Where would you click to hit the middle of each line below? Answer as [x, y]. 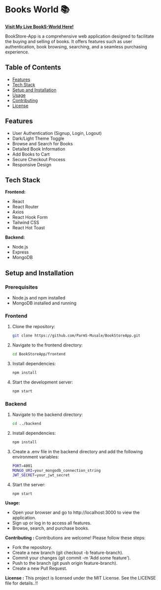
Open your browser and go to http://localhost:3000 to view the [76, 512]
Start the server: [29, 484]
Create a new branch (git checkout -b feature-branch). [68, 553]
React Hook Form [30, 217]
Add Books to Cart [31, 154]
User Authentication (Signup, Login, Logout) [57, 133]
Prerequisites [21, 287]
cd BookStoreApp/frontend [39, 354]
